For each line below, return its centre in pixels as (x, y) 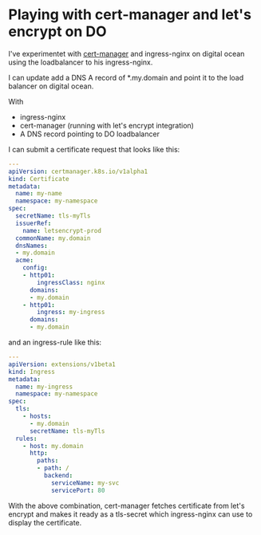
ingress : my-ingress (71, 313)
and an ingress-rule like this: (55, 342)
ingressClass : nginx (71, 282)
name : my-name (39, 194)
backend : (58, 476)
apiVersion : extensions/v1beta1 (62, 364)
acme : (25, 261)
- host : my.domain (53, 446)
